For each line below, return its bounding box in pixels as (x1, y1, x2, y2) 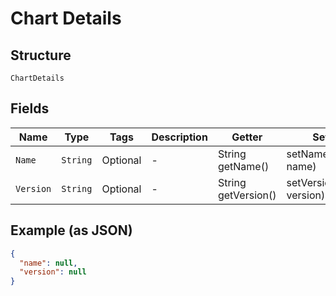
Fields (10, 100, 50, 117)
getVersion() (217, 188, 277, 202)
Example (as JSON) (10, 222, 133, 239)
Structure (10, 47, 72, 64)
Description (151, 130, 208, 144)
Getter (231, 130, 263, 144)
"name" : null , (19, 258, 78, 268)
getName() (217, 159, 270, 173)
